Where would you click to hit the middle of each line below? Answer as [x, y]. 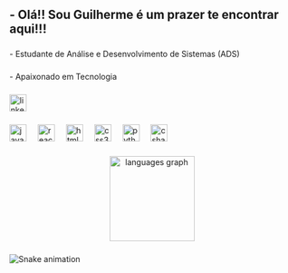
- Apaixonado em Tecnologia [63, 77]
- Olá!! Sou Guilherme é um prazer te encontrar [144, 15]
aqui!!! [28, 29]
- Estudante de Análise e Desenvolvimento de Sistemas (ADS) [125, 54]
